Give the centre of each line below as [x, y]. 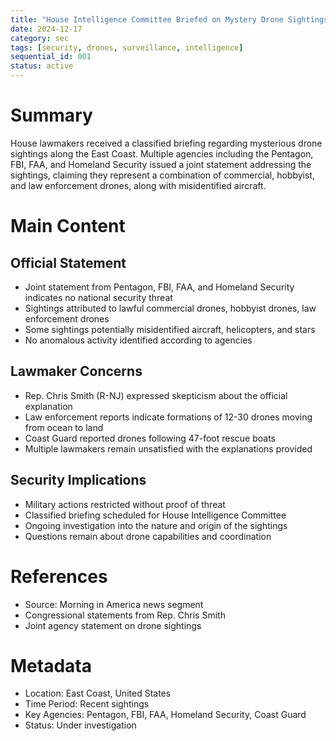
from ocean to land [64, 427]
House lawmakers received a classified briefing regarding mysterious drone [166, 143]
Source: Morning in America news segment [114, 604]
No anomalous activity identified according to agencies [138, 340]
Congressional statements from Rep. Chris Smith [125, 615]
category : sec [40, 38]
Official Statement [68, 262]
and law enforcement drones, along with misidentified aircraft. [138, 185]
